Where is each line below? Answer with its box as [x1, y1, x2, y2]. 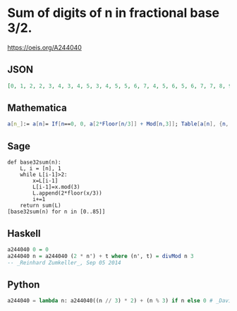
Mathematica [7, 102, 67, 114]
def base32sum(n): [7, 159, 61, 166]
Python [7, 279, 40, 291]
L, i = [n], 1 [20, 165, 61, 172]
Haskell [7, 227, 41, 239]
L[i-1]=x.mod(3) [32, 183, 80, 191]
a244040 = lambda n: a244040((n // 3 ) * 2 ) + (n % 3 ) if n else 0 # [7, 298, 213, 305]
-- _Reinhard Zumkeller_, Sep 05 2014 [7, 259, 121, 266]
